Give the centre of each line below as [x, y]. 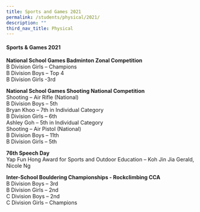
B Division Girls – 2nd [32, 190]
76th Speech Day [28, 153]
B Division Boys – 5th [32, 104]
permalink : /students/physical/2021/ [53, 17]
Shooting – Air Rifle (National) [42, 97]
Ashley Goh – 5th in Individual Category [55, 123]
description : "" [26, 23]
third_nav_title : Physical [40, 28]
